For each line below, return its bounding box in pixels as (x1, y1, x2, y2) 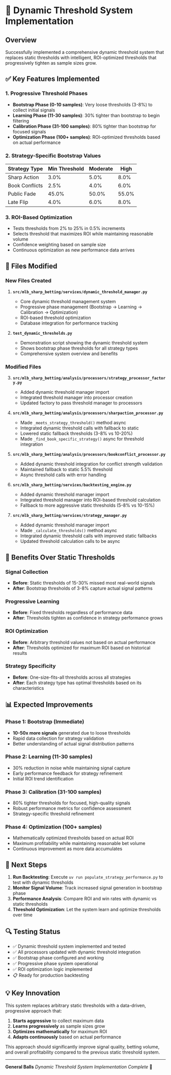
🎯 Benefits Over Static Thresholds (5, 553, 116, 562)
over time (12, 912, 33, 918)
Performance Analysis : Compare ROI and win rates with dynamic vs (12, 895, 157, 902)
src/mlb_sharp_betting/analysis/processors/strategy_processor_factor (12, 376, 166, 381)
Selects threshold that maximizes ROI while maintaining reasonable (12, 231, 154, 237)
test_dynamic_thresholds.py (12, 331, 72, 336)
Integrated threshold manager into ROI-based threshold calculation (20, 497, 161, 503)
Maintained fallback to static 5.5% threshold (20, 467, 113, 473)
